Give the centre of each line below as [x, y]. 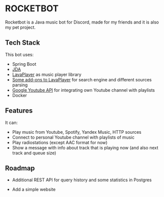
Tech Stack [23, 43]
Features [19, 111]
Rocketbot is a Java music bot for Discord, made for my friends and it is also [82, 22]
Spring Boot [24, 64]
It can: [12, 123]
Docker [20, 95]
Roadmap [20, 168]
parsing [20, 85]
